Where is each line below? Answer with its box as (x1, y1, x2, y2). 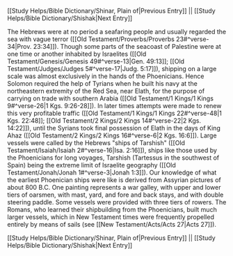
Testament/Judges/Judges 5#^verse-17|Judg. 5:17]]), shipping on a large (7, 65, 217, 73)
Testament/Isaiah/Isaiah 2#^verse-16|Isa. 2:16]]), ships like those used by (7, 146, 218, 154)
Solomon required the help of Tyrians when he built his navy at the (7, 80, 198, 87)
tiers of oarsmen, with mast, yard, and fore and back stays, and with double (7, 190, 224, 199)
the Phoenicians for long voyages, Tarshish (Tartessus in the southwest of (7, 153, 220, 162)
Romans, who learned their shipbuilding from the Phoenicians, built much (7, 206, 217, 213)
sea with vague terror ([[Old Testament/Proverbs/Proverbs (7, 35, 175, 43)
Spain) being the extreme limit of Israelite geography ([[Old (7, 161, 176, 169)
